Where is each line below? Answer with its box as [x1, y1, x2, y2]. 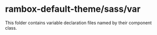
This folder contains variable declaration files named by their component [5, 20, 152, 26]
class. [5, 25, 17, 31]
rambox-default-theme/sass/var [5, 3, 141, 15]
